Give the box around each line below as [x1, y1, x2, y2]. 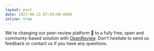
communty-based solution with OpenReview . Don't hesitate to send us [5, 35, 149, 41]
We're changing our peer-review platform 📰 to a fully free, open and [5, 30, 144, 36]
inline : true [5, 16, 32, 21]
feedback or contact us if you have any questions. [5, 41, 108, 47]
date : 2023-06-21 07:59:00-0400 [5, 12, 72, 17]
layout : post [5, 7, 32, 12]
